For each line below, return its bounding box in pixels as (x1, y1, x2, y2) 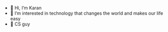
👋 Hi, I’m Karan (10, 5, 42, 11)
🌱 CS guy (10, 21, 30, 27)
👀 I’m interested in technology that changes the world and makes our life (10, 10, 163, 16)
